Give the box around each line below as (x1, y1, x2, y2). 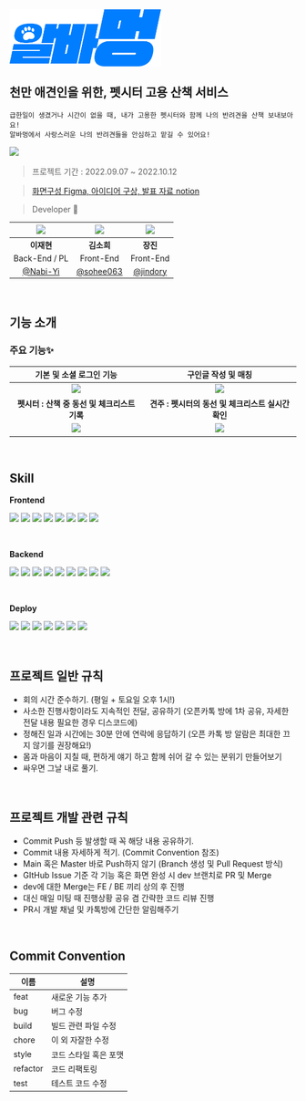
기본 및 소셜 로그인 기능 (35, 369, 117, 380)
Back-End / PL (13, 253, 69, 264)
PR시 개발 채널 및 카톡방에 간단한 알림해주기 (22, 904, 179, 915)
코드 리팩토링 (51, 1063, 98, 1075)
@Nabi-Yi (22, 265, 60, 276)
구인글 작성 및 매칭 (186, 369, 253, 380)
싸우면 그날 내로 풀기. (22, 763, 98, 774)
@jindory (133, 265, 168, 276)
